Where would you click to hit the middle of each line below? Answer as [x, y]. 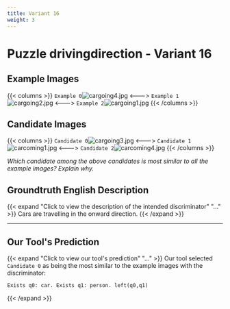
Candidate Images [47, 124]
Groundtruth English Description [78, 190]
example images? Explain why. [51, 169]
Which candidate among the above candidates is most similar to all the [108, 161]
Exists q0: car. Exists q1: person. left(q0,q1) [78, 285]
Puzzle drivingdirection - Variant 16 [110, 54]
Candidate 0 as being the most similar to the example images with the [105, 265]
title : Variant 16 [33, 13]
